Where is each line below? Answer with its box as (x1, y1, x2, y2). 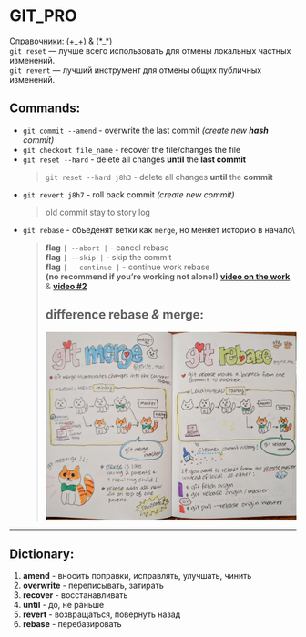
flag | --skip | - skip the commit (45, 251, 172, 262)
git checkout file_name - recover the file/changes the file (22, 144, 241, 155)
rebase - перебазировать (22, 619, 122, 629)
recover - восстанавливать (22, 590, 128, 601)
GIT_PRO (9, 5, 77, 26)
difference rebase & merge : (45, 307, 205, 323)
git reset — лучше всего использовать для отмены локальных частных (9, 45, 291, 56)
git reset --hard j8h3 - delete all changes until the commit (45, 171, 273, 182)
